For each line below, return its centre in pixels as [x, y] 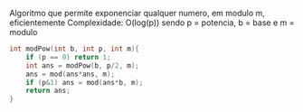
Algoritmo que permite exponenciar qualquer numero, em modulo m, [137, 13]
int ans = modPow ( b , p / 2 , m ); [83, 65]
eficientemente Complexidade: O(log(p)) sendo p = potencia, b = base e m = [152, 23]
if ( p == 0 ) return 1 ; [68, 57]
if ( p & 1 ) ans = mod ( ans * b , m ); [85, 82]
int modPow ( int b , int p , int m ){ [75, 49]
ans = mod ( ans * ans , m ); [71, 74]
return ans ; [48, 91]
